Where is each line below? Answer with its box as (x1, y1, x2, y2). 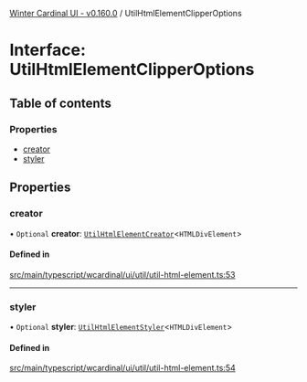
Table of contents (9, 95, 111, 111)
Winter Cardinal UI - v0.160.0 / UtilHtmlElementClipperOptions (9, 8, 242, 18)
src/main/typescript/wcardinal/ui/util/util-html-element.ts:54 (9, 363, 236, 374)
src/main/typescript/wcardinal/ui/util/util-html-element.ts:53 (9, 269, 236, 280)
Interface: (9, 40, 87, 60)
